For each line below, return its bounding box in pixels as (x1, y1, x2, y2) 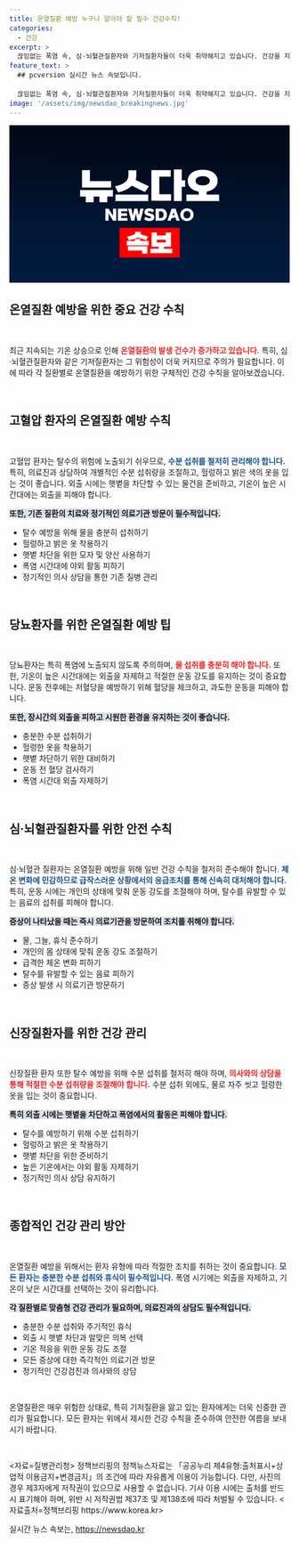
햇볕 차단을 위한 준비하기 (21, 1150, 109, 1161)
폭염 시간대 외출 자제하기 (21, 776, 109, 786)
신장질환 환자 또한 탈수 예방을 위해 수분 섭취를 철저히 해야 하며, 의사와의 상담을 (9, 1068, 282, 1079)
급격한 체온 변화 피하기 (21, 957, 101, 968)
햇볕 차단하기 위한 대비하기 (21, 753, 116, 764)
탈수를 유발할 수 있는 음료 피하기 (21, 969, 134, 979)
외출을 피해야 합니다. (39, 489, 112, 499)
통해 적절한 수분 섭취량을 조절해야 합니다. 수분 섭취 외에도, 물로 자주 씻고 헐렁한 (9, 1079, 283, 1090)
